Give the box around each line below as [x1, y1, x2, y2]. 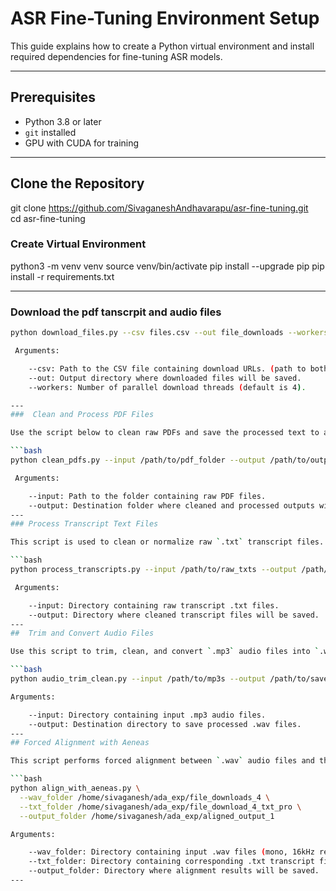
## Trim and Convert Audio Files [10, 628, 155, 639]
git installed [24, 126, 77, 138]
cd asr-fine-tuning [10, 212, 86, 224]
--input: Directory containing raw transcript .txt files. [28, 600, 280, 611]
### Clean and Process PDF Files [10, 410, 155, 420]
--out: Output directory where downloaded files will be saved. [28, 373, 302, 383]
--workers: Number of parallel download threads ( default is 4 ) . [28, 382, 307, 392]
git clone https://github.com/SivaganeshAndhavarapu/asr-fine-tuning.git [10, 202, 309, 214]
